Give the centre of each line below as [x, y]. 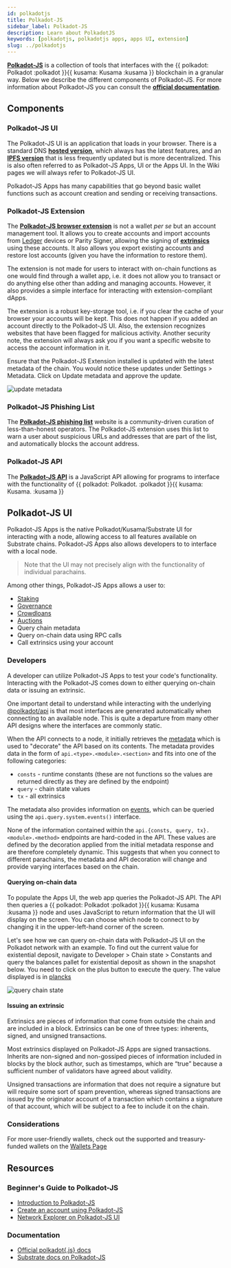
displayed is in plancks [39, 976]
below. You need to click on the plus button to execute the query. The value [114, 969]
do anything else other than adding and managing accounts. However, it [109, 283]
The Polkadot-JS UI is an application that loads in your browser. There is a [112, 143]
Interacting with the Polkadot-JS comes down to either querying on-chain [111, 683]
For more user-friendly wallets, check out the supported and [93, 1139]
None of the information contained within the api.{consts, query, [101, 830]
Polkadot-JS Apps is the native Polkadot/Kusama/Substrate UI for [100, 529]
